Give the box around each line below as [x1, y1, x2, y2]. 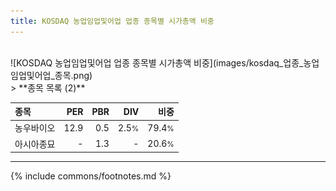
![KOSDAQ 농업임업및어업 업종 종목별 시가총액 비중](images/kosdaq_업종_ [10, 56, 304, 69]
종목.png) [54, 69, 93, 81]
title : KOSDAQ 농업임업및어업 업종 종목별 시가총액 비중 [10, 16, 215, 26]
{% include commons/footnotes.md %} [10, 170, 172, 182]
